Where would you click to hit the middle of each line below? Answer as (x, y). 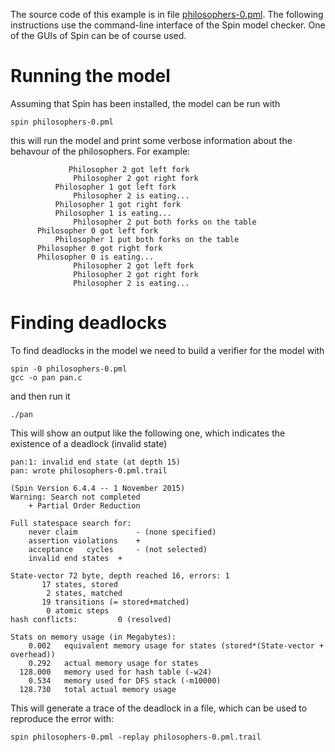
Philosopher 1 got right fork (118, 204)
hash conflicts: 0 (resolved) (91, 619)
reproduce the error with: (62, 718)
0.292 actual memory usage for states (113, 663)
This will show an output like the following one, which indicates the (148, 433)
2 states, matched (84, 593)
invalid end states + (75, 558)
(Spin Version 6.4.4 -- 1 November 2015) (98, 488)
